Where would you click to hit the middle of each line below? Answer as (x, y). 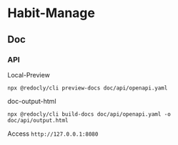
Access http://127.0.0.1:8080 (53, 134)
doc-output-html (32, 101)
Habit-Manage (51, 13)
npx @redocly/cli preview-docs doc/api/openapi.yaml (88, 88)
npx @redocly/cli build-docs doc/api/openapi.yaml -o (89, 114)
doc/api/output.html (38, 120)
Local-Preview (29, 75)
